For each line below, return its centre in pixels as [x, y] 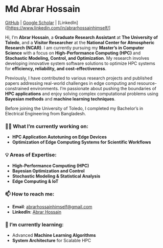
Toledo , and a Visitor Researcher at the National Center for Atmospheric [80, 42]
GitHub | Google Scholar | [31, 23]
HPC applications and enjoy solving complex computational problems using [82, 94]
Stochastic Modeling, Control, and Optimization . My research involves [77, 58]
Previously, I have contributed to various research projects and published [79, 78]
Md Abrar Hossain [43, 9]
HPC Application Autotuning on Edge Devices [59, 137]
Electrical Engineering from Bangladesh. [46, 113]
